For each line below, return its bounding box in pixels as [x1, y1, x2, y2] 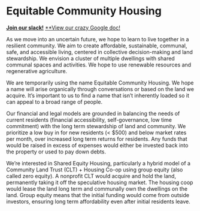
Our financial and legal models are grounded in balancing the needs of [6, 110, 180, 117]
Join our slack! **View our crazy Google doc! [6, 24, 121, 31]
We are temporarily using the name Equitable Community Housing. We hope [6, 79, 194, 86]
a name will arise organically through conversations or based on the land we [6, 85, 195, 92]
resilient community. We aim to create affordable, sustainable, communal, [6, 42, 187, 49]
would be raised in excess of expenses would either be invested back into [6, 141, 189, 149]
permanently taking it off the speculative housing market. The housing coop [6, 179, 193, 186]
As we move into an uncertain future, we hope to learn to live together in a [6, 35, 189, 43]
